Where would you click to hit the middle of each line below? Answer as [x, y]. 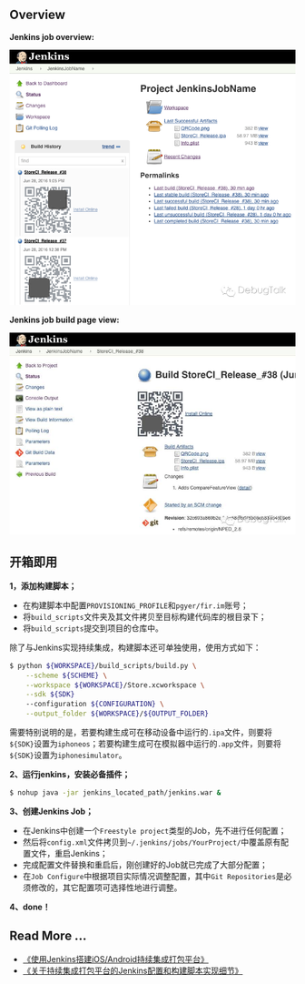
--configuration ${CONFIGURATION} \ [95, 705]
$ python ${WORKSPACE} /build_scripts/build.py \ [103, 665]
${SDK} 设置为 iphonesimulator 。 [68, 756]
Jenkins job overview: [52, 36]
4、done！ [30, 907]
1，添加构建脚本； [43, 585]
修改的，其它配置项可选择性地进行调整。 [106, 888]
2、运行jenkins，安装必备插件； [70, 775]
